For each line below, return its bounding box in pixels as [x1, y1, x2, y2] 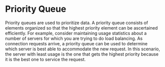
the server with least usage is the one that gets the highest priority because [5, 51, 159, 57]
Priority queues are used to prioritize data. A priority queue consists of [5, 20, 148, 26]
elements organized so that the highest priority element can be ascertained [5, 25, 158, 31]
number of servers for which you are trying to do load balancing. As [5, 35, 143, 41]
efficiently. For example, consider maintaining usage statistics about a [5, 30, 147, 36]
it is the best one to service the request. [5, 56, 86, 62]
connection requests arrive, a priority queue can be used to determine [5, 40, 148, 46]
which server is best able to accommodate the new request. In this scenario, [5, 46, 160, 52]
